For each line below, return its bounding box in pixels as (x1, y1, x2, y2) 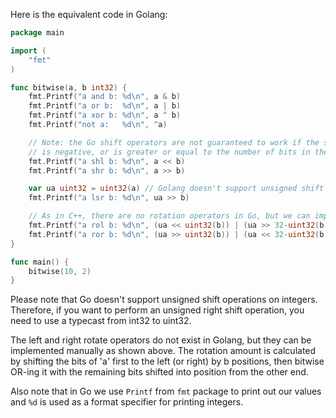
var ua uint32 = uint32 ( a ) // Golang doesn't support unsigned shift (28, 184, 325, 194)
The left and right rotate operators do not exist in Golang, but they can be (10, 334, 312, 346)
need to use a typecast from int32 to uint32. (10, 315, 192, 327)
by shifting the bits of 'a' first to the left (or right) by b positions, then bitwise (10, 355, 325, 368)
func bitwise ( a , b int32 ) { (10, 82, 128, 93)
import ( (10, 45, 47, 56)
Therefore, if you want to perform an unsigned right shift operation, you (10, 304, 305, 316)
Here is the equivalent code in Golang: (10, 9, 168, 20)
